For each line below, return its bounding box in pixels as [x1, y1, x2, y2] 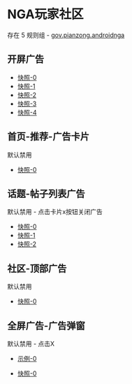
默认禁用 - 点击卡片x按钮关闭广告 [7, 208, 103, 216]
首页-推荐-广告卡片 [7, 131, 89, 143]
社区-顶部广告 [7, 262, 67, 274]
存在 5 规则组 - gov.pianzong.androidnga [7, 31, 125, 39]
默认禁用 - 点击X [7, 340, 54, 348]
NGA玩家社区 [7, 6, 84, 22]
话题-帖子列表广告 [7, 187, 85, 199]
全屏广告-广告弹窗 [7, 320, 85, 332]
